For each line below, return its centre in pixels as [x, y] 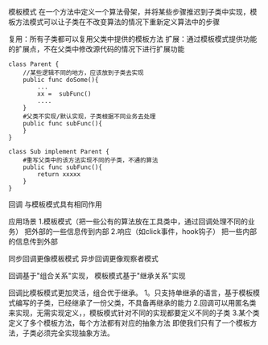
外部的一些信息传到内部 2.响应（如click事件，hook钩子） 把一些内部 [144, 231]
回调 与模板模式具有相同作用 [55, 204]
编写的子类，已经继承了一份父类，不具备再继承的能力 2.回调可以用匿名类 [136, 303]
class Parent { [34, 64]
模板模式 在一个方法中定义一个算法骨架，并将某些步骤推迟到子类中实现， [129, 12]
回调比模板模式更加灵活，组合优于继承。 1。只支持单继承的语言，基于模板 [131, 293]
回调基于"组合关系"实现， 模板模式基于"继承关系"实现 [97, 275]
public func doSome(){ [61, 80]
